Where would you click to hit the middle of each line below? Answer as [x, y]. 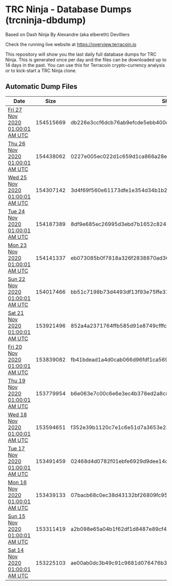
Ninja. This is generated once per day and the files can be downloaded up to [86, 59]
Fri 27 [15, 109]
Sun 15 [17, 516]
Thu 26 [17, 143]
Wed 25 [17, 177]
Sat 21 [16, 313]
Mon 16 [17, 482]
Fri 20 [15, 347]
